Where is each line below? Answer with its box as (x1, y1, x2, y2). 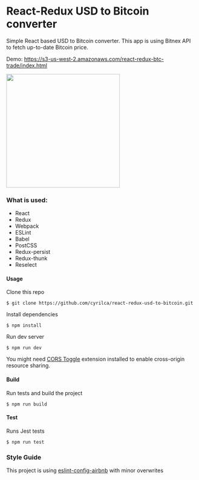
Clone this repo (6, 288, 45, 296)
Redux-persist (15, 248, 51, 256)
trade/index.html (6, 62, 47, 69)
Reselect (15, 261, 38, 268)
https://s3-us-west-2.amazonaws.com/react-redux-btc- (24, 55, 165, 62)
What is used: (6, 196, 48, 204)
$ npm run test (6, 439, 45, 445)
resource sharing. (6, 362, 50, 369)
